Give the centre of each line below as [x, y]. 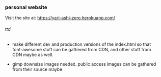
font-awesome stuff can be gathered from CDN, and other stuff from [81, 49]
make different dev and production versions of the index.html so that [81, 44]
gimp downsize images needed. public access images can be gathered [84, 64]
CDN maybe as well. [33, 55]
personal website [26, 7]
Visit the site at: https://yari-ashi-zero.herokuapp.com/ [60, 18]
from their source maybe [37, 69]
